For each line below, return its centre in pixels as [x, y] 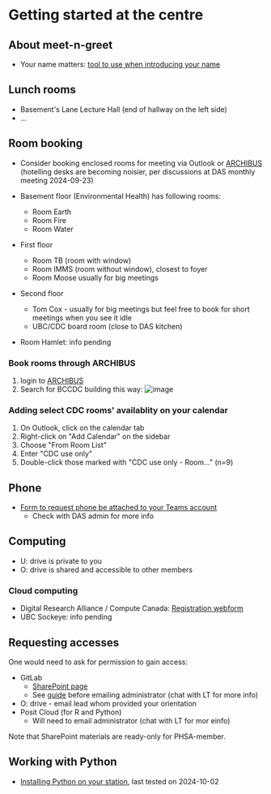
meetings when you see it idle [82, 317]
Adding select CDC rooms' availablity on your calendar [118, 410]
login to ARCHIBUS [52, 380]
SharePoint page [60, 686]
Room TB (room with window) [82, 260]
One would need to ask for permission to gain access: [98, 662]
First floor [36, 244]
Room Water [53, 229]
